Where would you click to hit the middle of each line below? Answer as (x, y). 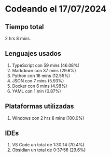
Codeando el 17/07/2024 (56, 9)
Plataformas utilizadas (40, 106)
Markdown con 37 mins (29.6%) (44, 70)
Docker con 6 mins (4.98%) (40, 86)
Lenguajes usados (33, 54)
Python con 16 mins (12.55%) (41, 76)
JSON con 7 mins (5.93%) (38, 80)
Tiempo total (25, 27)
